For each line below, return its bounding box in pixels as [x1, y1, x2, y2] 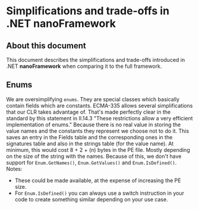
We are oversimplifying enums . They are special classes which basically [6, 95, 180, 102]
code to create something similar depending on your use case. [14, 195, 168, 203]
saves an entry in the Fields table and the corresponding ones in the [6, 133, 173, 141]
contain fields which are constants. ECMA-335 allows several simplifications [6, 102, 193, 109]
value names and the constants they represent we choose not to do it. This [6, 127, 189, 135]
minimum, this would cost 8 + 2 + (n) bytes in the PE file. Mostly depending [6, 146, 190, 153]
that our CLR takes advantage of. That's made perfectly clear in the [6, 108, 171, 116]
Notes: [6, 165, 23, 172]
